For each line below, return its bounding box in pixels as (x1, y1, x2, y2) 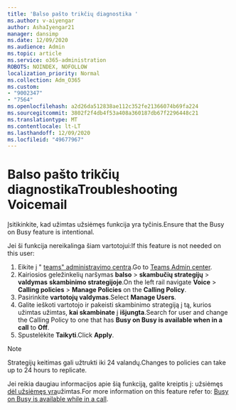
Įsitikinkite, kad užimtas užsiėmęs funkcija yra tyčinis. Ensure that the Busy (7, 220, 225, 229)
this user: (7, 249, 35, 258)
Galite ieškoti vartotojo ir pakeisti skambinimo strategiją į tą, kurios (17, 301, 212, 309)
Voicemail (7, 197, 68, 213)
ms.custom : (7, 83, 40, 90)
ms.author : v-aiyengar (7, 17, 75, 24)
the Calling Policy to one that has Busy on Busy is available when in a (17, 315, 222, 324)
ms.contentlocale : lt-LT (7, 122, 81, 130)
